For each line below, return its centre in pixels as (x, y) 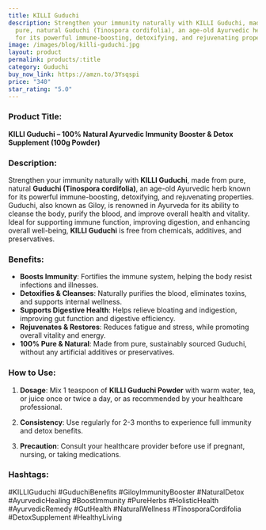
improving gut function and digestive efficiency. (97, 319)
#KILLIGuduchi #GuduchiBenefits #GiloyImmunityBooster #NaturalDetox (126, 492)
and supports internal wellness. (71, 302)
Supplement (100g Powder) (54, 142)
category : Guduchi (38, 67)
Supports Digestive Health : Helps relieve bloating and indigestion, (128, 310)
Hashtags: (28, 475)
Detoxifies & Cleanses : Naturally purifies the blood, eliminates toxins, (133, 293)
